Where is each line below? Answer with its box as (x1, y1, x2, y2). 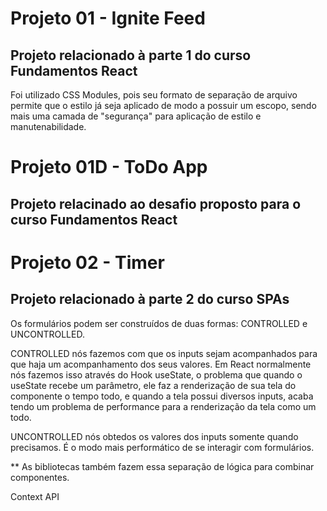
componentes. (10, 471, 70, 483)
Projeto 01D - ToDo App (10, 156, 208, 179)
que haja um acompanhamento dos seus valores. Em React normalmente (10, 358, 312, 370)
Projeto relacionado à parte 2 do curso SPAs (10, 291, 290, 308)
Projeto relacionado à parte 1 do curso (10, 47, 252, 64)
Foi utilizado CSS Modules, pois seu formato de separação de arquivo (10, 89, 298, 101)
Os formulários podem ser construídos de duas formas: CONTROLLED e (10, 317, 308, 329)
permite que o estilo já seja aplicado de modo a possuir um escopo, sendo (10, 100, 317, 111)
